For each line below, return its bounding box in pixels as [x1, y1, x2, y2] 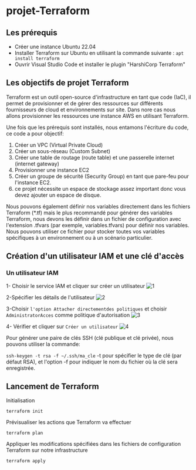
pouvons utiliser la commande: [6, 340, 80, 347]
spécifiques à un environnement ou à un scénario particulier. [6, 234, 153, 241]
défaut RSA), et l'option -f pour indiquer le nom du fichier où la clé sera [6, 358, 178, 365]
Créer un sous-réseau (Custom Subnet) [14, 147, 110, 154]
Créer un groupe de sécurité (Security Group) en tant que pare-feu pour [14, 173, 189, 180]
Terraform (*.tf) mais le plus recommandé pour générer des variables [6, 209, 173, 216]
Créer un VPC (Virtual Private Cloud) [14, 141, 103, 148]
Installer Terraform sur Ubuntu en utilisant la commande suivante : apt [14, 49, 184, 57]
